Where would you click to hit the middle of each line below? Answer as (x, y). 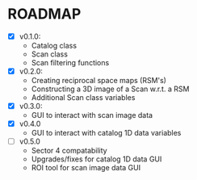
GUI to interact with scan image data (92, 115)
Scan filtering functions (70, 63)
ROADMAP (44, 14)
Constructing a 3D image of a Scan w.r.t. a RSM (110, 89)
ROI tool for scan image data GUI (86, 168)
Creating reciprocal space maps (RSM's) (99, 81)
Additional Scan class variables (83, 98)
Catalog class (54, 46)
